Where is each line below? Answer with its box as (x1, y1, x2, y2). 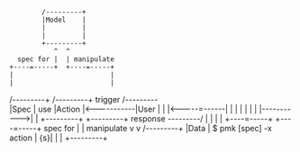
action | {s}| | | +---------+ (9, 132, 108, 143)
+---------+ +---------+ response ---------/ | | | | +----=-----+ (40, 113, 273, 124)
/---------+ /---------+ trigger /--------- (9, 94, 159, 104)
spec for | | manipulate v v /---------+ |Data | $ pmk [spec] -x (43, 123, 272, 133)
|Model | (41, 15, 87, 24)
